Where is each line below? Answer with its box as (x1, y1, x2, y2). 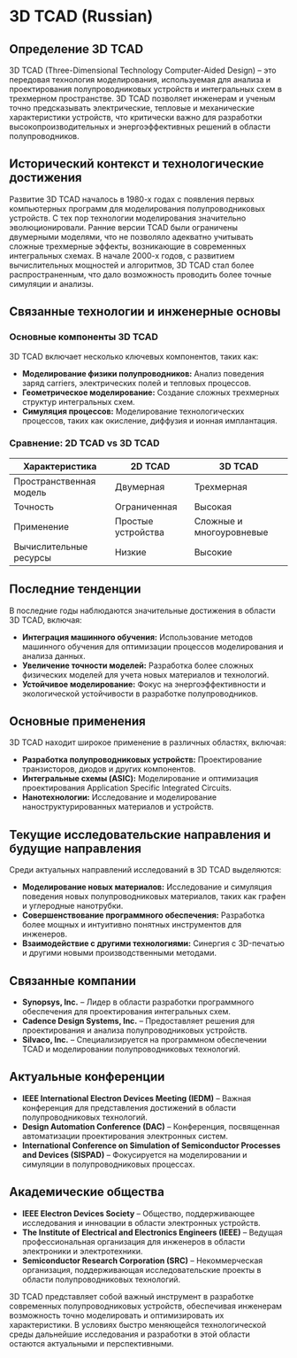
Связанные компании (9, 973, 137, 989)
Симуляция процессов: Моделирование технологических (21, 406, 245, 416)
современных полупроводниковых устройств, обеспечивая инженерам (9, 1300, 283, 1311)
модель (13, 485, 47, 498)
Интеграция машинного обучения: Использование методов (21, 632, 254, 642)
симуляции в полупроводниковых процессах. (21, 1159, 195, 1169)
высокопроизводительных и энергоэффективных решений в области (9, 121, 271, 132)
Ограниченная (114, 501, 178, 513)
